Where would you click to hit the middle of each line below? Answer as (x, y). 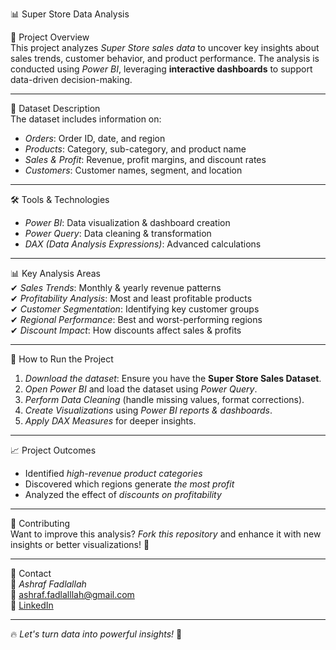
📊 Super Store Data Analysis (70, 14)
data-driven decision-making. (71, 79)
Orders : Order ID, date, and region (95, 138)
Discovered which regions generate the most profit (129, 484)
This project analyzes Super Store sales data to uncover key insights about (165, 47)
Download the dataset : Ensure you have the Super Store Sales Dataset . (173, 378)
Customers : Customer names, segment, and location (133, 170)
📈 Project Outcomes (53, 450)
